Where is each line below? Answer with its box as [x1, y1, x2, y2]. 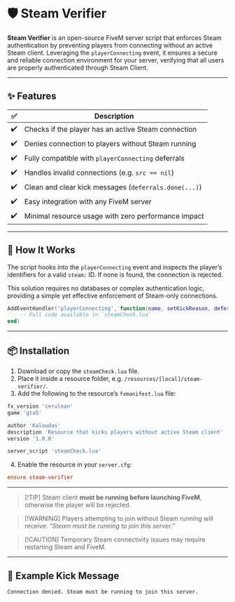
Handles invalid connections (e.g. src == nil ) [24, 168, 175, 178]
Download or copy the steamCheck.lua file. [17, 367, 140, 375]
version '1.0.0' [7, 435, 55, 442]
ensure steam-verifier [7, 474, 73, 481]
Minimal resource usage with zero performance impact [24, 211, 204, 221]
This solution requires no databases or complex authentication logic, [7, 283, 205, 292]
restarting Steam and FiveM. [24, 543, 106, 551]
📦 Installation [7, 345, 70, 356]
